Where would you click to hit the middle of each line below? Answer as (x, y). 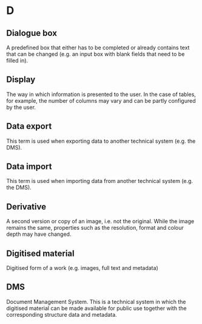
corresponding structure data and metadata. (62, 314)
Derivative (26, 206)
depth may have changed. (39, 234)
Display (21, 80)
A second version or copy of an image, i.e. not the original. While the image (100, 221)
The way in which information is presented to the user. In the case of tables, (101, 94)
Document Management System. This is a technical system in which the (96, 302)
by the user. (21, 107)
